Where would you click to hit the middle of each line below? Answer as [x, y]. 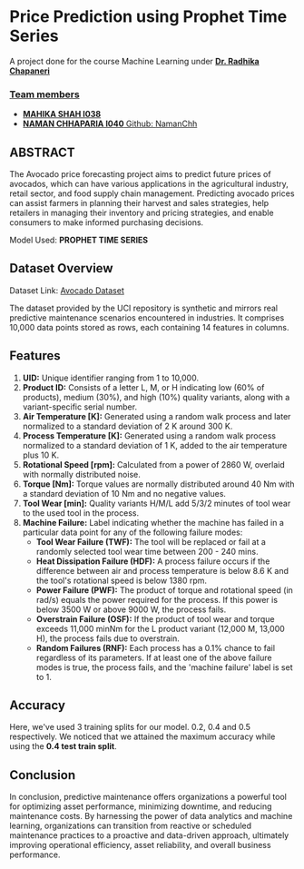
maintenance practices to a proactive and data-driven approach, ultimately [149, 835]
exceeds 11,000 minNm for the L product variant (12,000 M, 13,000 [161, 628]
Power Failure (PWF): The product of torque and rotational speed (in [164, 590]
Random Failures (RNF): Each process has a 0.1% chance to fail [155, 647]
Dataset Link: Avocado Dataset [67, 290]
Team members [44, 94]
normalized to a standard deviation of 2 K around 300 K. [127, 426]
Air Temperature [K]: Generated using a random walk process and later [157, 416]
